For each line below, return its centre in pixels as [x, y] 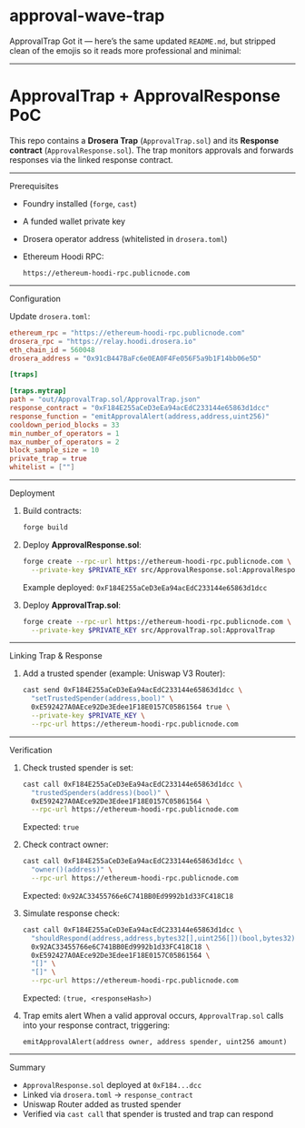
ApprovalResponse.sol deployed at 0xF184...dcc [112, 1085]
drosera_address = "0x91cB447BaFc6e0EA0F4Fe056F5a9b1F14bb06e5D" [135, 358]
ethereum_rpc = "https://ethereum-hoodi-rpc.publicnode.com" [128, 333]
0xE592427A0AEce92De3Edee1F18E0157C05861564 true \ [131, 707]
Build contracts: [52, 511]
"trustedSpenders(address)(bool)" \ [100, 792]
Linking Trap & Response [56, 656]
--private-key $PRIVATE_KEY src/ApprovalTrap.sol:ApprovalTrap [153, 630]
